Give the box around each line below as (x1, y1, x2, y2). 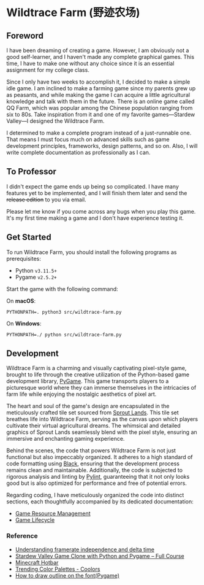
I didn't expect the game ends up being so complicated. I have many (6, 182, 179, 190)
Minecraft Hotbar (15, 559, 59, 566)
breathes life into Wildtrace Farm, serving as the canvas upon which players (6, 416, 198, 423)
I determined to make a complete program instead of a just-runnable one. (6, 130, 192, 136)
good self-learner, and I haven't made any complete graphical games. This (6, 53, 195, 60)
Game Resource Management (15, 510, 91, 517)
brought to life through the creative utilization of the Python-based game (6, 371, 190, 378)
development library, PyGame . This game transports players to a (6, 378, 169, 385)
